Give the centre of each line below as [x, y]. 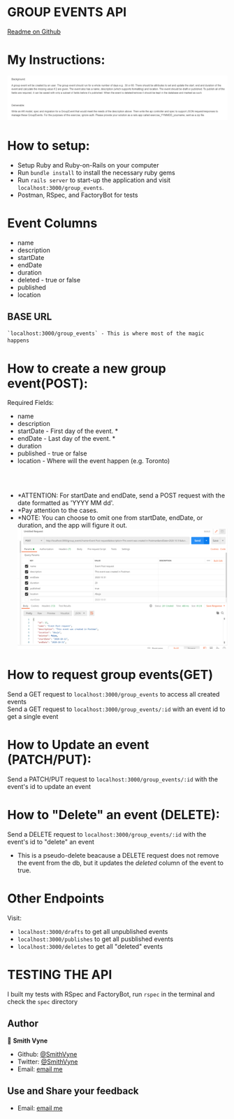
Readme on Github [34, 32]
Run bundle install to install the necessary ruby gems [96, 172]
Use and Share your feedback [73, 1091]
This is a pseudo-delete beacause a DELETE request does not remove [118, 856]
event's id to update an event [49, 787]
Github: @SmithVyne [47, 1054]
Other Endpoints [56, 899]
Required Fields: [31, 403]
